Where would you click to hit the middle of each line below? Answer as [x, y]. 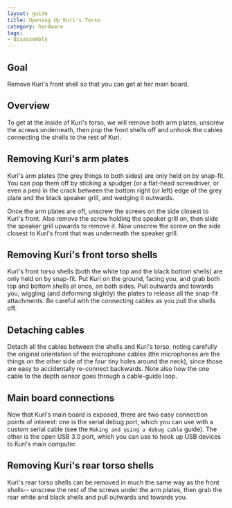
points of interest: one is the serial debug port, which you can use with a [110, 422]
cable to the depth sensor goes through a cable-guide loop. [92, 376]
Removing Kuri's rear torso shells [81, 465]
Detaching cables [46, 330]
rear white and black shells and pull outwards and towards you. [97, 497]
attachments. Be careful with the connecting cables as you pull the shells [111, 301]
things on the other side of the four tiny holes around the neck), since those [115, 361]
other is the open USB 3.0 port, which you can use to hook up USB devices [114, 436]
